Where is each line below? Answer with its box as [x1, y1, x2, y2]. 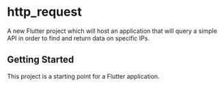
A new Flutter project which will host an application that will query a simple [7, 27, 217, 35]
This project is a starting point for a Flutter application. [7, 72, 160, 80]
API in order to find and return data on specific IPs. [7, 34, 150, 42]
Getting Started [7, 54, 74, 66]
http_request [7, 4, 82, 20]
